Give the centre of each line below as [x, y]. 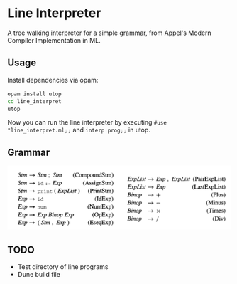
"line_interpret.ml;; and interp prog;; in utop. [79, 130]
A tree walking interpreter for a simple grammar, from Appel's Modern [109, 33]
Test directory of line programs [63, 267]
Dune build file [39, 275]
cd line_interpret [34, 101]
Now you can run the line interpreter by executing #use [87, 122]
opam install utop [34, 94]
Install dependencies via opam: [53, 80]
